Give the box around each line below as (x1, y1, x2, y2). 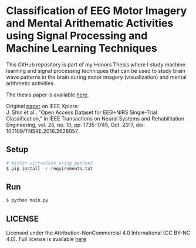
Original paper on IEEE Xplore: (6, 102, 79, 109)
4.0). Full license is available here (6, 236, 87, 242)
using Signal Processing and (6, 29, 148, 42)
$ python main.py (6, 197, 49, 203)
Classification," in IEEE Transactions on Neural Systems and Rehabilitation (6, 115, 185, 122)
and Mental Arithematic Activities (6, 16, 174, 30)
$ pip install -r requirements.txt (6, 166, 93, 172)
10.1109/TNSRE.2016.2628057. (6, 128, 79, 135)
